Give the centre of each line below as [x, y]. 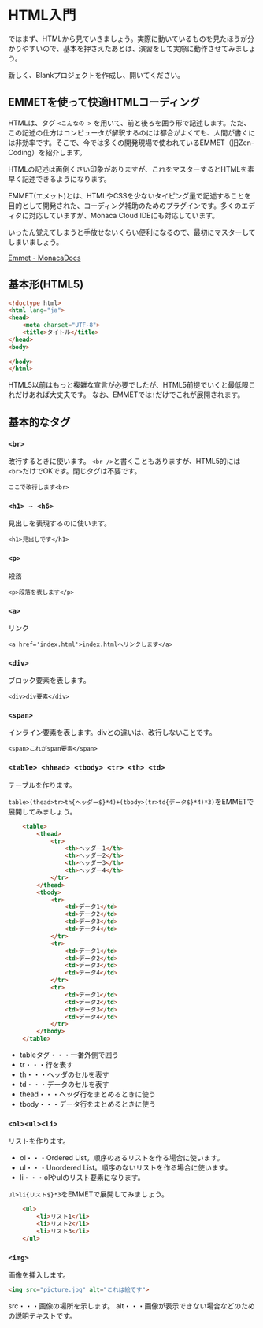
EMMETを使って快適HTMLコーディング [104, 102]
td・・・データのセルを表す [64, 1085]
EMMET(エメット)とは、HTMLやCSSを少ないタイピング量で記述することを [130, 195]
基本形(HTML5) [46, 285]
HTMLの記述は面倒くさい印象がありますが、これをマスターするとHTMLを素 [131, 169]
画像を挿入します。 [39, 1275]
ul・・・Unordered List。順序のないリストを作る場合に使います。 [126, 1168]
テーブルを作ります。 [42, 785]
